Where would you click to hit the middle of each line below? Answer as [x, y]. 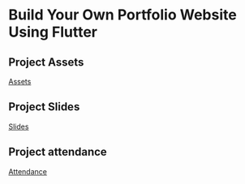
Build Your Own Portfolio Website [122, 15]
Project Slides [44, 107]
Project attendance [58, 152]
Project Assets [46, 62]
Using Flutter [53, 32]
